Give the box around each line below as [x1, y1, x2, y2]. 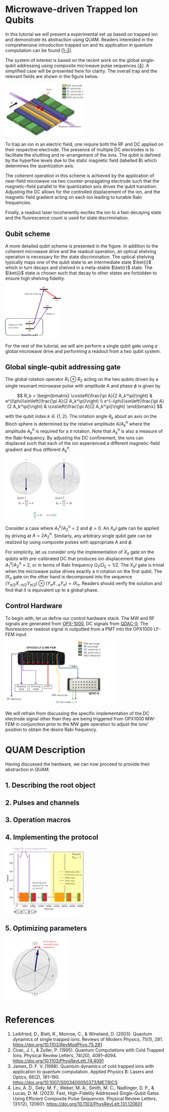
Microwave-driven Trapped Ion [5, 4, 138, 15]
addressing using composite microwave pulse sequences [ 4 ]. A [17, 62, 149, 68]
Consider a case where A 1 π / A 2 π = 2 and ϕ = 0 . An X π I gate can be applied [5, 524, 159, 532]
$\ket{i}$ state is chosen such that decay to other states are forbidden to [5, 270, 157, 276]
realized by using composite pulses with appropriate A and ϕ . [5, 539, 133, 545]
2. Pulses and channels [5, 798, 80, 807]
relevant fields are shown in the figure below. [5, 73, 99, 79]
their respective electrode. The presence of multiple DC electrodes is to [5, 147, 154, 153]
